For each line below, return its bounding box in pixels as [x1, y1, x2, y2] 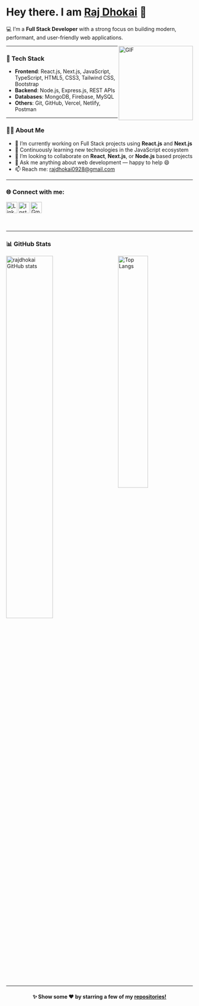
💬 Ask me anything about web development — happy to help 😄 [14, 159, 170, 166]
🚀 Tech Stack [6, 54, 45, 62]
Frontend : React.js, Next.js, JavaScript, [14, 68, 111, 75]
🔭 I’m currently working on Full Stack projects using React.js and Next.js [14, 140, 192, 147]
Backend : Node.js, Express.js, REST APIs [14, 87, 115, 94]
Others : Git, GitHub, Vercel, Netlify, [14, 99, 101, 106]
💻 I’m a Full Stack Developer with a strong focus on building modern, [6, 25, 176, 32]
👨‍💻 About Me [6, 126, 44, 134]
